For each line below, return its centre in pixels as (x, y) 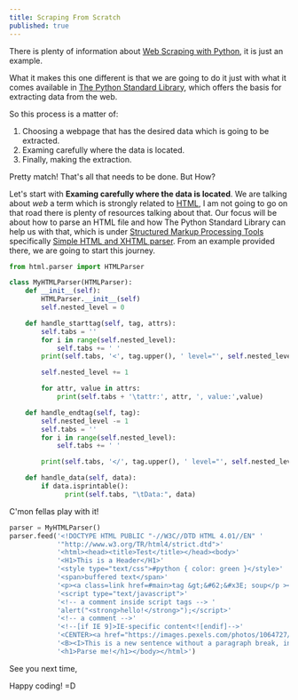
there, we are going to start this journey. (82, 251)
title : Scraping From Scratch (65, 17)
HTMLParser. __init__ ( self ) (91, 299)
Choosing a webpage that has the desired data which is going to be (145, 131)
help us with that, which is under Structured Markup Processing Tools (137, 231)
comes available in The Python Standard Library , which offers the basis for (145, 87)
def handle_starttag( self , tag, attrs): (101, 323)
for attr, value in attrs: (91, 389)
